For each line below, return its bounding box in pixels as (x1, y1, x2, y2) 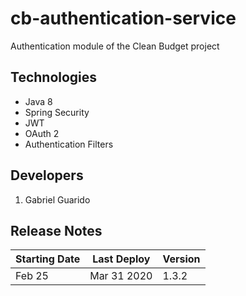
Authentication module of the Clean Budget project (10, 40, 220, 52)
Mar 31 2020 (89, 269, 153, 283)
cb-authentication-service (10, 7, 237, 30)
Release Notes (10, 222, 103, 239)
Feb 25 (15, 269, 49, 283)
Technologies (10, 69, 98, 86)
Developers (10, 167, 84, 184)
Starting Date (15, 252, 81, 266)
